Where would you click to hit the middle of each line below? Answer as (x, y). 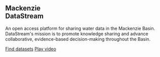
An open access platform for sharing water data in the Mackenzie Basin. (80, 28)
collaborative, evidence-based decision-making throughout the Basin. (78, 39)
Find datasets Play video (31, 49)
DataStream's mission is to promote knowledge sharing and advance (77, 34)
